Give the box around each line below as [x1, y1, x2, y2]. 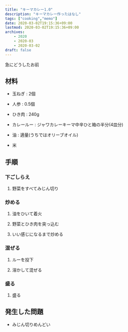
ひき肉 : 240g [12, 111, 40, 117]
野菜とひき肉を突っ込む [12, 221, 59, 227]
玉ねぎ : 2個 [12, 91, 36, 97]
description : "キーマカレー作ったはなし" [5, 12, 81, 16]
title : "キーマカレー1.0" [5, 7, 53, 12]
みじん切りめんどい [12, 321, 51, 327]
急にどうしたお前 [5, 62, 39, 67]
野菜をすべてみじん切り [12, 186, 59, 191]
